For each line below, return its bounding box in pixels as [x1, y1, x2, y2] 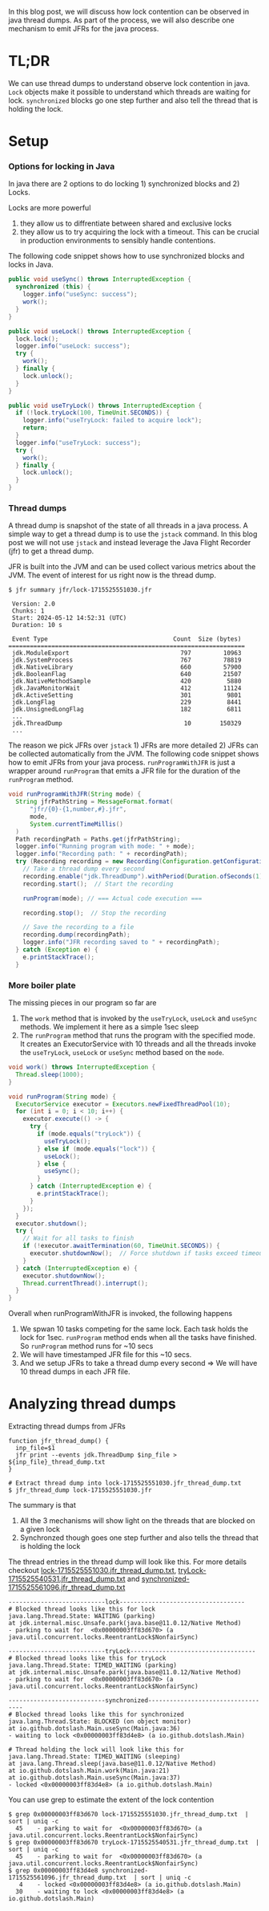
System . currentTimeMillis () [29, 820, 124, 828]
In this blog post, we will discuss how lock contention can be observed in [8, 7, 250, 16]
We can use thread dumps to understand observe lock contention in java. [8, 78, 251, 88]
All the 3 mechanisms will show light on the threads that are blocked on [19, 1516, 255, 1526]
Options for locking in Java [8, 161, 115, 172]
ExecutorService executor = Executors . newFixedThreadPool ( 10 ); [15, 1100, 231, 1108]
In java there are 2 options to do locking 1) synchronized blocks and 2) [8, 179, 240, 189]
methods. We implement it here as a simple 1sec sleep [19, 1022, 199, 1032]
